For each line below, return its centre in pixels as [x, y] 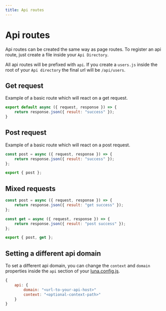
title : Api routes [25, 10]
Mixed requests [30, 189]
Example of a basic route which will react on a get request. [67, 98]
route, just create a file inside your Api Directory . [57, 54]
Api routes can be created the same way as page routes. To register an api [83, 49]
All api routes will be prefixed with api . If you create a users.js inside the [81, 65]
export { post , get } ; [29, 238]
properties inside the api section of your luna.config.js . [63, 271]
